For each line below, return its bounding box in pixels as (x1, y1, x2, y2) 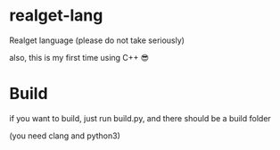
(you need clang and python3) (9, 130, 120, 141)
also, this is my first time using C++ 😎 (9, 52, 150, 62)
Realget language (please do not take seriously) (9, 35, 185, 46)
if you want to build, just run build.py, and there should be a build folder (9, 112, 272, 123)
